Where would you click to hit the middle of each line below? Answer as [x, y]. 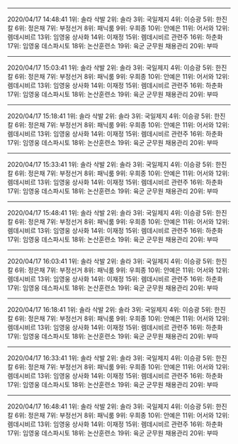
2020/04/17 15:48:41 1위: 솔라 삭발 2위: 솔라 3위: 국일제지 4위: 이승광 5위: [111, 213]
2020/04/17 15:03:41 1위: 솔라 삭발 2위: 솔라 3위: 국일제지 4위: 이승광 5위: [110, 67]
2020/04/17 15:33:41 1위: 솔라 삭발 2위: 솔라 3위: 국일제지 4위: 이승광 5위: [110, 164]
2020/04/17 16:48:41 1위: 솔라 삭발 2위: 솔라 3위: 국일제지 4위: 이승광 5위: [111, 406]
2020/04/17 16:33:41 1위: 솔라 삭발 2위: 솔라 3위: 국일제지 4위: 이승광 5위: [111, 358]
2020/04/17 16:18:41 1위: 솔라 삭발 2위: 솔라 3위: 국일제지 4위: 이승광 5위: [110, 309]
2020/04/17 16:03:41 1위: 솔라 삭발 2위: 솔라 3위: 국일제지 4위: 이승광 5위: [111, 261]
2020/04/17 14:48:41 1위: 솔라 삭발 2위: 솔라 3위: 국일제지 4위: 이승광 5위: [111, 19]
